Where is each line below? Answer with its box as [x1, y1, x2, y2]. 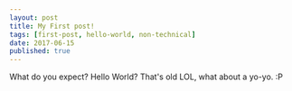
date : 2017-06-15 [9, 38, 75, 48]
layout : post [9, 13, 59, 23]
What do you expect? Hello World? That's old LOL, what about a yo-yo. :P [9, 71, 283, 82]
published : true [9, 47, 71, 56]
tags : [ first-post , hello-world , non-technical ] [9, 30, 196, 39]
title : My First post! [9, 22, 95, 31]
